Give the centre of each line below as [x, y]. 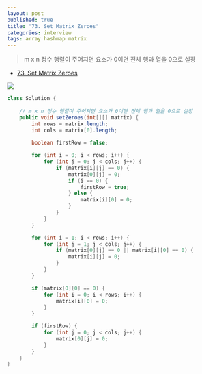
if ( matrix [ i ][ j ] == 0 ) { [92, 168]
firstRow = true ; [105, 187]
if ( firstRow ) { [55, 326]
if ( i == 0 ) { [88, 181]
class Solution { [32, 99]
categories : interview [39, 33]
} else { [81, 194]
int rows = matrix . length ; [70, 124]
